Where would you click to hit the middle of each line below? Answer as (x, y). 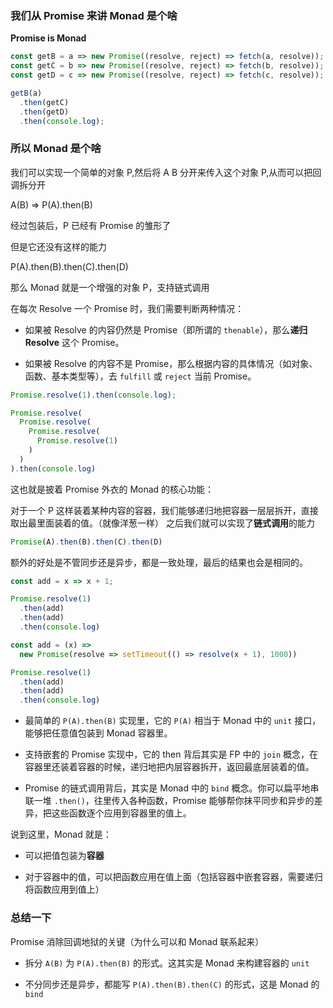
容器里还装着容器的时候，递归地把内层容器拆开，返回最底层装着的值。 (169, 767)
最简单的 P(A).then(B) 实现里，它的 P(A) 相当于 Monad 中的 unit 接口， (173, 721)
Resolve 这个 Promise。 (74, 342)
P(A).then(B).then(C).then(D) (69, 266)
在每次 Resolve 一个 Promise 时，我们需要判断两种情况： (127, 308)
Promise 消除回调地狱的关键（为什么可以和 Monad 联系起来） (137, 941)
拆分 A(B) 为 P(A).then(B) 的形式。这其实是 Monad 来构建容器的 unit (167, 963)
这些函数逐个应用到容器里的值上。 (121, 813)
